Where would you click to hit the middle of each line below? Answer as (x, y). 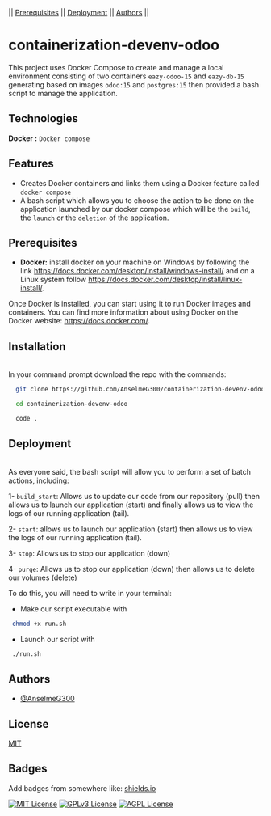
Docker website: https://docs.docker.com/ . (79, 321)
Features (31, 164)
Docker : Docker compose (49, 138)
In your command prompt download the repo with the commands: (117, 374)
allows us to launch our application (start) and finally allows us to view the (131, 505)
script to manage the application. (63, 93)
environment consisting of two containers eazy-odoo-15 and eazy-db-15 (126, 76)
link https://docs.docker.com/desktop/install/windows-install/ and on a (138, 271)
